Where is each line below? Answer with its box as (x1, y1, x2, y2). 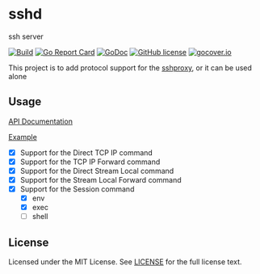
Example (8, 132, 38, 141)
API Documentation (8, 116, 73, 126)
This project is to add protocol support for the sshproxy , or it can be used (8, 62, 253, 73)
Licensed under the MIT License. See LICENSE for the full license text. (8, 257, 242, 267)
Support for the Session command (19, 184, 135, 194)
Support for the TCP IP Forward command (19, 157, 161, 167)
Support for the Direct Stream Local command (19, 166, 174, 175)
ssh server (8, 32, 44, 41)
